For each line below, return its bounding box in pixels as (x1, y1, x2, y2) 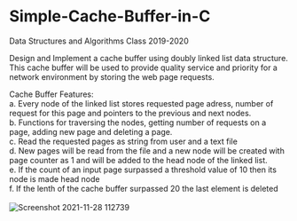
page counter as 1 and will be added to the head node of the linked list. (9, 154, 268, 165)
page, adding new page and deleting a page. (9, 126, 173, 137)
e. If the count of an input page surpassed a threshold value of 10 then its (9, 164, 277, 175)
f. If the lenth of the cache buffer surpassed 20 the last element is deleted (9, 183, 279, 193)
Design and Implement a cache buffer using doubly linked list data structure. (9, 52, 288, 63)
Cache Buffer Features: (9, 89, 95, 99)
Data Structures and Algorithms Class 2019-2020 (9, 36, 189, 46)
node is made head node (9, 173, 100, 184)
